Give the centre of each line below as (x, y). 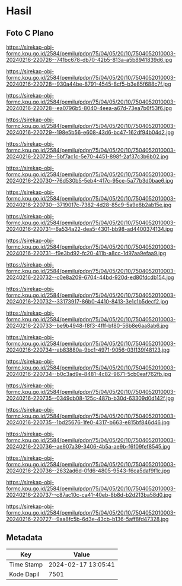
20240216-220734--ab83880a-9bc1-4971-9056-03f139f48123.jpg (88, 350)
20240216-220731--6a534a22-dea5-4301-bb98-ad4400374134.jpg (90, 229)
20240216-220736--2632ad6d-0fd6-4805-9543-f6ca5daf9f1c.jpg (88, 471)
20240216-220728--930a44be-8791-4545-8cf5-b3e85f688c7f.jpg (89, 84)
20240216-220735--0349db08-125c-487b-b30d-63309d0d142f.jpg (90, 398)
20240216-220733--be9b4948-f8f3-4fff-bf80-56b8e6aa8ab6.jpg (87, 326)
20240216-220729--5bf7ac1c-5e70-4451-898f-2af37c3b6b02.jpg (87, 156)
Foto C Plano (30, 33)
